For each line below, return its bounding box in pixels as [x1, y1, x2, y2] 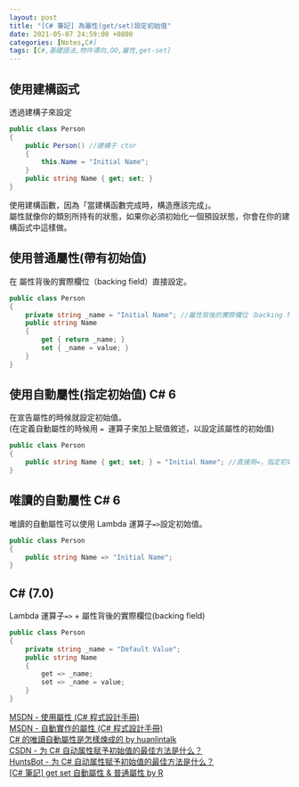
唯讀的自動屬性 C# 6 [9, 493, 121, 508]
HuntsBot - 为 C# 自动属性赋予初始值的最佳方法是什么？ [9, 756, 215, 767]
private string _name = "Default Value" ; [25, 644, 181, 653]
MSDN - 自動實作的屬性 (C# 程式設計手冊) [9, 723, 163, 734]
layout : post [9, 12, 58, 22]
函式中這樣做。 [16, 222, 72, 233]
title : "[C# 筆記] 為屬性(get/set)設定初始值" [9, 21, 172, 30]
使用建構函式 [9, 81, 80, 96]
